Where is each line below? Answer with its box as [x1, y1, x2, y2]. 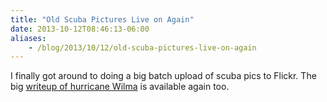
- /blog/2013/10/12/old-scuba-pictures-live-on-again [28, 42, 257, 53]
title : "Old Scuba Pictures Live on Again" [10, 14, 195, 25]
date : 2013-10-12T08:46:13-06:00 [10, 24, 150, 34]
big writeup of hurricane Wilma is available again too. [10, 81, 230, 93]
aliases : [10, 33, 47, 43]
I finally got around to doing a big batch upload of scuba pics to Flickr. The [10, 70, 317, 82]
